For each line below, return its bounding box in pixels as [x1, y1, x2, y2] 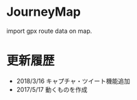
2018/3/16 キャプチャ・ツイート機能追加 [16, 77, 131, 85]
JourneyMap [6, 4, 82, 20]
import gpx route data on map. [6, 27, 92, 35]
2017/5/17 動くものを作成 [16, 85, 88, 93]
